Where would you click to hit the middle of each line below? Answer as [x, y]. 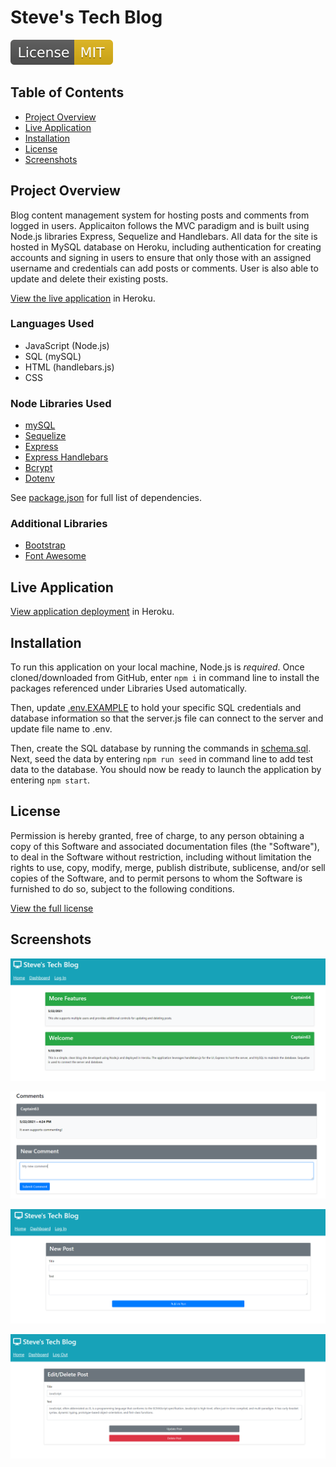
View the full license [52, 908]
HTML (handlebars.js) [69, 367]
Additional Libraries [59, 524]
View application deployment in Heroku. [92, 612]
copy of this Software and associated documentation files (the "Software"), [165, 846]
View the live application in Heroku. [83, 298]
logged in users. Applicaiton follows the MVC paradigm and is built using [160, 225]
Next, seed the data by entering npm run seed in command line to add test [162, 759]
